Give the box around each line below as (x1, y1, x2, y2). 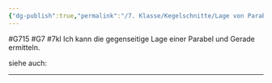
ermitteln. (8, 42, 40, 52)
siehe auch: (8, 58, 47, 68)
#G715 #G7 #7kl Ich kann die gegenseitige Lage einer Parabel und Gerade (8, 34, 255, 44)
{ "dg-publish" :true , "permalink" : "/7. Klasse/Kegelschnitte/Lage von (8, 11, 244, 20)
